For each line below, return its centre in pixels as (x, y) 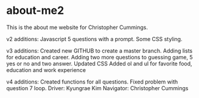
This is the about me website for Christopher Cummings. (77, 27)
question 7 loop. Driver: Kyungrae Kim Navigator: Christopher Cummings (97, 88)
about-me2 (35, 11)
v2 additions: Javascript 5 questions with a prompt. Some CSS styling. (94, 39)
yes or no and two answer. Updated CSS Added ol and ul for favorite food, (100, 64)
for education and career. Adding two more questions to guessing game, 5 (100, 57)
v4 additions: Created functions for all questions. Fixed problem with (92, 82)
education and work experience (46, 70)
